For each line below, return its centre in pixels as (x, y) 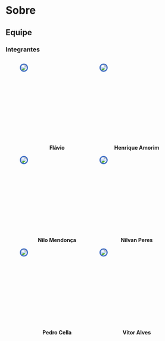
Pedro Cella (57, 332)
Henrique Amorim (137, 147)
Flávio (57, 147)
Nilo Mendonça (57, 240)
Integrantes (23, 49)
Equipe (19, 32)
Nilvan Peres (137, 240)
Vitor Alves (137, 332)
